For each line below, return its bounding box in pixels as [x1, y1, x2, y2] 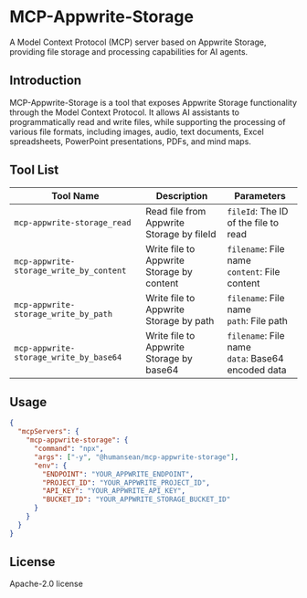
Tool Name [51, 189, 100, 202]
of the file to [227, 216, 280, 229]
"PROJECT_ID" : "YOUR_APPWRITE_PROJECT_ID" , [42, 477, 210, 488]
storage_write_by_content [14, 265, 127, 276]
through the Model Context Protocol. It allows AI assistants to [9, 107, 240, 118]
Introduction [9, 73, 82, 89]
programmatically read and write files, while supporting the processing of [9, 116, 286, 127]
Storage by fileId [145, 227, 217, 240]
